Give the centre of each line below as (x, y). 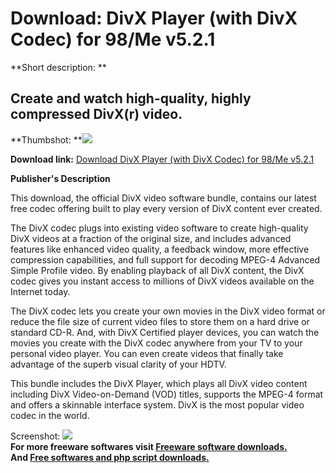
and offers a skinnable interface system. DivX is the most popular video (157, 404)
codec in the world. (50, 415)
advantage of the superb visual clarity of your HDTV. (118, 364)
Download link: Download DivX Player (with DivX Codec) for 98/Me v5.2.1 (162, 159)
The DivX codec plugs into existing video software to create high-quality (159, 228)
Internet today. (40, 291)
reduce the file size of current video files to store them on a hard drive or (160, 321)
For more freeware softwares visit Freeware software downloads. (149, 446)
